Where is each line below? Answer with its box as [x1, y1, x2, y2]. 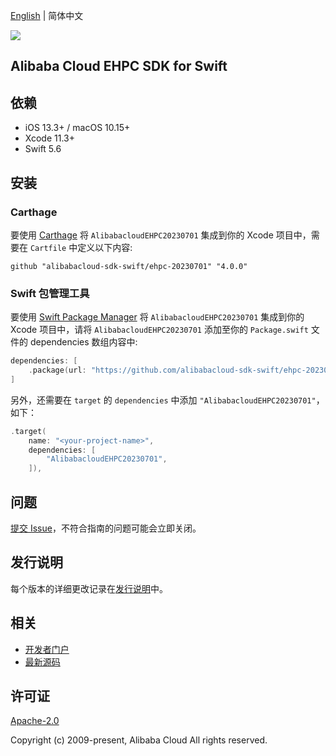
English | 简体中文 [10, 10, 84, 21]
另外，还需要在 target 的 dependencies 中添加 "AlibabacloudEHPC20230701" [10, 394, 317, 406]
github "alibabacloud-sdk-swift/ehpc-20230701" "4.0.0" [10, 261, 248, 271]
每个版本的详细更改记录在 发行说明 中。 [10, 582, 168, 594]
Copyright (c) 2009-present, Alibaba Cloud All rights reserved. [10, 734, 268, 746]
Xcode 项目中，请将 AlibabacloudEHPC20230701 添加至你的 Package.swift [10, 324, 309, 336]
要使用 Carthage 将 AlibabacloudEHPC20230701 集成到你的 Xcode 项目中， [10, 229, 312, 241]
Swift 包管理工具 [10, 286, 90, 300]
